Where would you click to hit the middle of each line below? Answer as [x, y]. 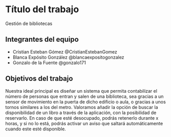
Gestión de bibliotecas [29, 23]
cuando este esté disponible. [36, 129]
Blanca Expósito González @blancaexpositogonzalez [68, 57]
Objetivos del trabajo [39, 79]
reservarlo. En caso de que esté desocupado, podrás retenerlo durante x [82, 118]
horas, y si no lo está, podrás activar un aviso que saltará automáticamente [84, 123]
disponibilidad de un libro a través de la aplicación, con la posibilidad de [81, 113]
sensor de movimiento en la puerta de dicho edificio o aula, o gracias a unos [86, 102]
